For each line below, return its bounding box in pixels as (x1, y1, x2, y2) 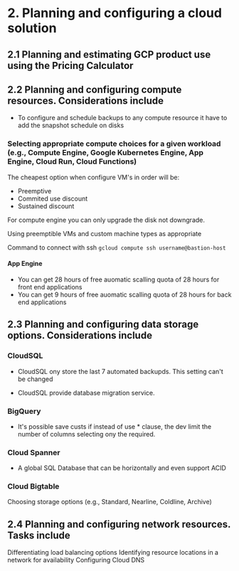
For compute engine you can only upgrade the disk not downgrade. (7, 215, 205, 224)
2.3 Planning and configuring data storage (7, 319, 199, 331)
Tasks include (7, 529, 70, 541)
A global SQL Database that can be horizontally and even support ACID (17, 464, 226, 472)
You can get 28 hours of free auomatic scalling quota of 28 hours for (17, 275, 220, 284)
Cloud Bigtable (7, 481, 60, 491)
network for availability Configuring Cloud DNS (7, 556, 145, 565)
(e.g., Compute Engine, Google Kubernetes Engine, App (7, 148, 204, 158)
